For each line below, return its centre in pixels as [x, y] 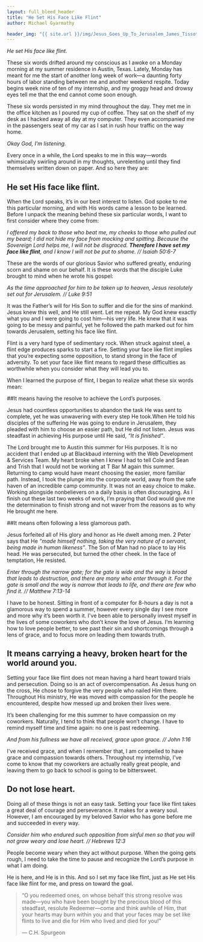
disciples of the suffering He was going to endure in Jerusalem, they [92, 423]
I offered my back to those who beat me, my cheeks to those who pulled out [101, 232]
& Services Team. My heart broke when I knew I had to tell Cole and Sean [98, 460]
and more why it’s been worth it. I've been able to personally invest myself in [102, 616]
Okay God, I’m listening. [36, 144]
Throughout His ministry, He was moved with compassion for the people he [101, 697]
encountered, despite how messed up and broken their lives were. [89, 703]
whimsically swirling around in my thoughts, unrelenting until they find [94, 162]
